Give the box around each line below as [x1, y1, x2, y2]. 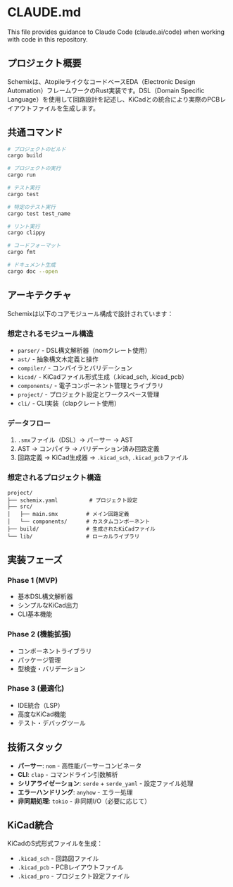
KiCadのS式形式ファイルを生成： [7, 839, 103, 847]
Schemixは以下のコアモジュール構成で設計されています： [7, 309, 174, 318]
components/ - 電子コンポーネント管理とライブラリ [17, 381, 164, 390]
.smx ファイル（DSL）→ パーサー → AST [17, 435, 134, 445]
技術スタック [7, 742, 63, 754]
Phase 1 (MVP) [7, 575, 58, 585]
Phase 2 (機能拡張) [7, 629, 72, 639]
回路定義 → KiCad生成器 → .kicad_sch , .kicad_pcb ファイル [17, 453, 189, 462]
